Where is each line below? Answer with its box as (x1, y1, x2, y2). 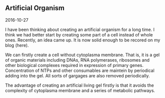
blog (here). (5, 42, 29, 48)
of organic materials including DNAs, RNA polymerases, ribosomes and (5, 57, 150, 63)
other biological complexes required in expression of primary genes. (5, 62, 144, 68)
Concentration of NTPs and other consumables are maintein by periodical (5, 67, 155, 73)
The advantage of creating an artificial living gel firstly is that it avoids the (5, 82, 154, 88)
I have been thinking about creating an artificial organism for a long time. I (5, 27, 155, 33)
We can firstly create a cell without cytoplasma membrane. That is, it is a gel (5, 52, 160, 58)
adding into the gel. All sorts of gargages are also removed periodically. (5, 72, 150, 78)
